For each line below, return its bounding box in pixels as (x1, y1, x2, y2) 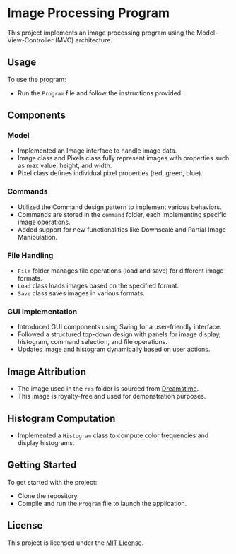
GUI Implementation (7, 306, 78, 316)
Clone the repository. (17, 491, 79, 500)
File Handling (7, 250, 54, 260)
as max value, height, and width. (17, 161, 112, 170)
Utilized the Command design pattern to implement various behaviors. (17, 203, 222, 211)
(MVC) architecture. (54, 35, 113, 44)
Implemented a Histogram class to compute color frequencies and (17, 431, 209, 440)
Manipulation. (17, 232, 58, 241)
